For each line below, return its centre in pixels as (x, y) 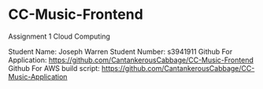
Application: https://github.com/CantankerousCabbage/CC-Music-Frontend (131, 60)
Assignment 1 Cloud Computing (59, 36)
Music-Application (38, 76)
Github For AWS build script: (54, 68)
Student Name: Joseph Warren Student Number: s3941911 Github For (120, 51)
